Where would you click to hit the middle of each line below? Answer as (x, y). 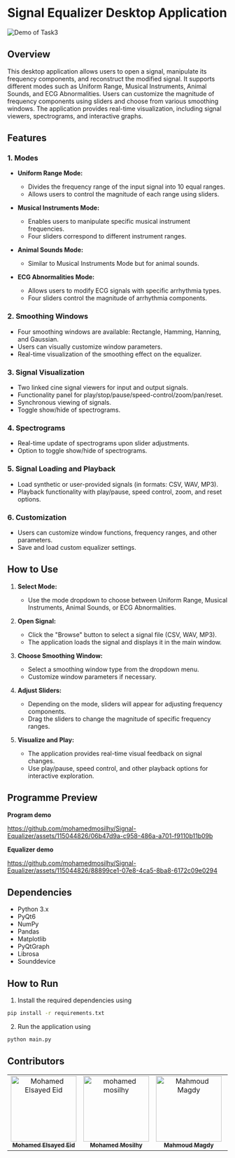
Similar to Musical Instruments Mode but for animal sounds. (113, 264)
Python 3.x (33, 909)
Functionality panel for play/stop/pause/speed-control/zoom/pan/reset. (120, 395)
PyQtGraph (34, 947)
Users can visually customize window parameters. (90, 346)
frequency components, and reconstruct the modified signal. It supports (111, 79)
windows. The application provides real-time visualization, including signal (114, 108)
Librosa (28, 954)
